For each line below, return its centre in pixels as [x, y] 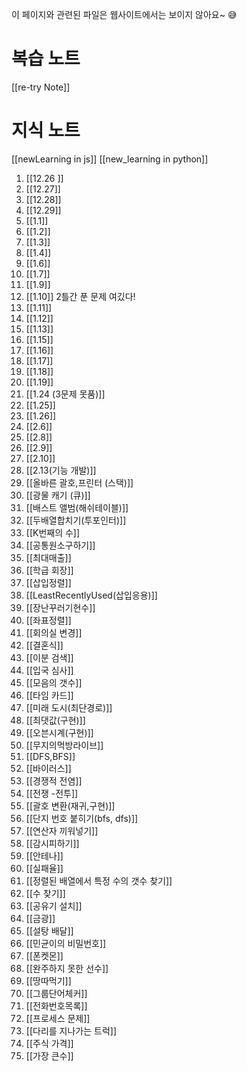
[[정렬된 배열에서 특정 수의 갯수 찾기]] [99, 880]
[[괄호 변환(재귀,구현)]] [70, 805]
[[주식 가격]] [49, 1043]
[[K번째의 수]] [53, 532]
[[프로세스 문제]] [58, 1018]
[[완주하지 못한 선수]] [67, 968]
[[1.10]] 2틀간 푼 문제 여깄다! [80, 296]
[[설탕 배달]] [49, 930]
